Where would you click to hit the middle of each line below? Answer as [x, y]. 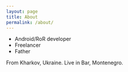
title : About [22, 17]
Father [22, 52]
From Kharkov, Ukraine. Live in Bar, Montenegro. [65, 63]
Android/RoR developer [43, 39]
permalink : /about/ [30, 22]
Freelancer [28, 45]
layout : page [22, 11]
